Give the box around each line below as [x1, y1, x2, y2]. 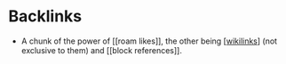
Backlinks [8, 6, 83, 27]
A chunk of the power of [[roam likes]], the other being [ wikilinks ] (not [20, 36, 277, 46]
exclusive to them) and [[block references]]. [20, 44, 183, 55]
